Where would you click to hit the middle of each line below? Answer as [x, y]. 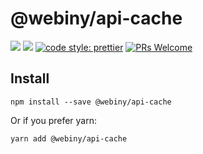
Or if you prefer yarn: [53, 120]
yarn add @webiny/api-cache [69, 138]
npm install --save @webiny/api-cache [91, 102]
